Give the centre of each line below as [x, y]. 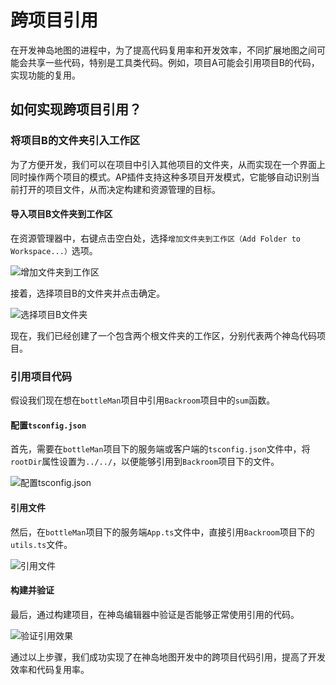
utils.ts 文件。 [41, 544]
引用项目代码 [41, 376]
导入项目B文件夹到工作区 [61, 214]
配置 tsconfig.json [48, 425]
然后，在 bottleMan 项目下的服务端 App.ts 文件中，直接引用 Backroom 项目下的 [162, 532]
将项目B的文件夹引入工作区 [75, 141]
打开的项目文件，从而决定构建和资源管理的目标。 [119, 189]
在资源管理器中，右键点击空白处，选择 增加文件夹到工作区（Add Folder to [155, 238]
